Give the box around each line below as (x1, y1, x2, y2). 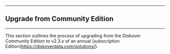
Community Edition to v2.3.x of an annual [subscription (5, 38, 120, 44)
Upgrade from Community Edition (5, 14, 114, 23)
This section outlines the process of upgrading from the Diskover (5, 32, 141, 38)
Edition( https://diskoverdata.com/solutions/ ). (5, 43, 99, 49)
